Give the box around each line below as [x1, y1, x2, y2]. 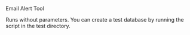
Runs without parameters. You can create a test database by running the [5, 16, 184, 23]
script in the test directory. [5, 23, 71, 29]
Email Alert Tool [5, 5, 44, 12]
